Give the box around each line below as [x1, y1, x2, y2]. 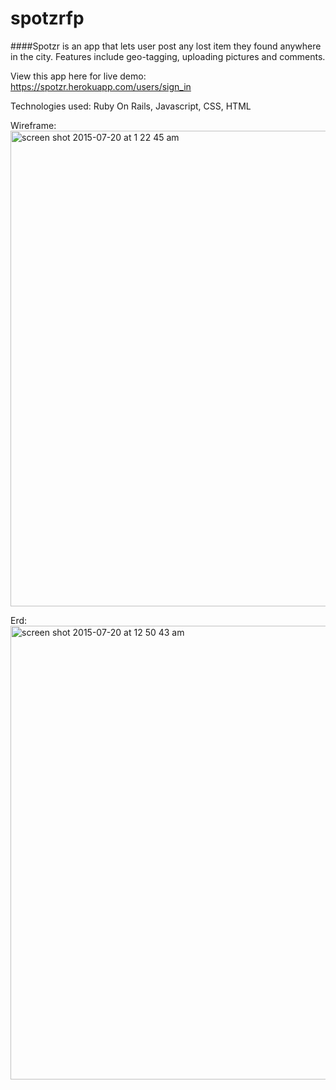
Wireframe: [10, 119, 57, 131]
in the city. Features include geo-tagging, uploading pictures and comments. [10, 50, 326, 62]
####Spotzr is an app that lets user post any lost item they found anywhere [10, 40, 322, 52]
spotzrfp [10, 7, 85, 30]
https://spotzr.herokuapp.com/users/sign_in [10, 80, 192, 92]
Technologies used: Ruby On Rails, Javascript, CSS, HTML [10, 100, 252, 112]
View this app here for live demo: [10, 70, 147, 82]
